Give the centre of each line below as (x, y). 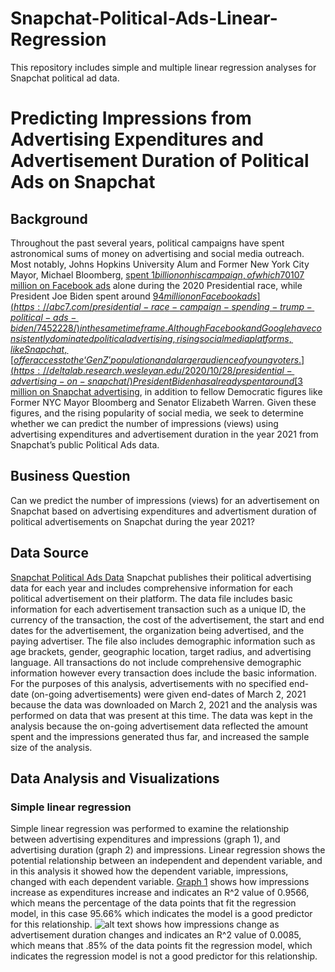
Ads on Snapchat (83, 182)
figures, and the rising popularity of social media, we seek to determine (157, 413)
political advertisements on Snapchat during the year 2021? (132, 521)
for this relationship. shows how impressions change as (145, 924)
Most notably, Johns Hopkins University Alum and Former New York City (160, 264)
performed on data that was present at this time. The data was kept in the (161, 715)
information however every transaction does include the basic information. (164, 673)
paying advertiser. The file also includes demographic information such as (163, 641)
